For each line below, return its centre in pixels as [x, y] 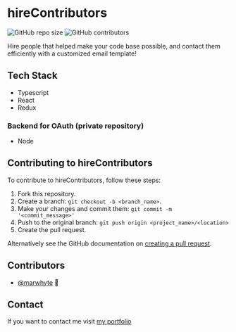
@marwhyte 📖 [38, 282]
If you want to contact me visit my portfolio [69, 321]
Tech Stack [32, 76]
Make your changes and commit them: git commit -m [95, 208]
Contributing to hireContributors [80, 163]
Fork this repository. [46, 193]
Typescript [33, 92]
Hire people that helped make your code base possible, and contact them [114, 46]
